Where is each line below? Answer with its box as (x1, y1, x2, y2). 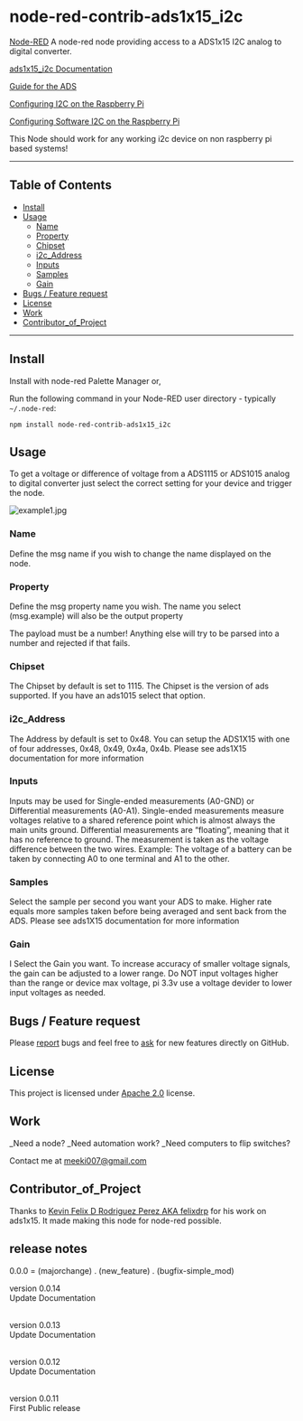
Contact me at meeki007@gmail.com (9, 1155, 147, 1166)
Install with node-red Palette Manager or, (9, 375, 161, 386)
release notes (9, 1241, 88, 1257)
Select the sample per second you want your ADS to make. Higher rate (9, 896, 272, 907)
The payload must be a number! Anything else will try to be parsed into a (9, 628, 280, 639)
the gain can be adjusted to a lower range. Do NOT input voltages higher (9, 968, 279, 979)
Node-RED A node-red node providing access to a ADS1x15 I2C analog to (9, 36, 282, 47)
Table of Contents (9, 178, 113, 193)
